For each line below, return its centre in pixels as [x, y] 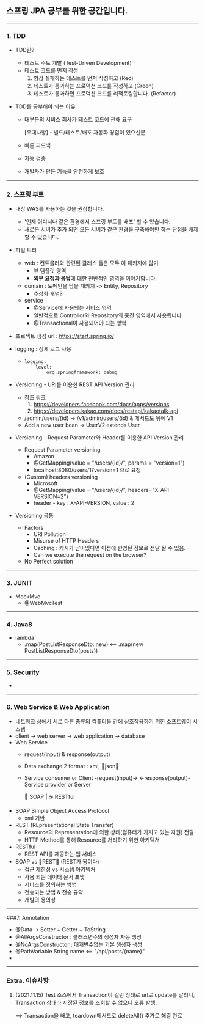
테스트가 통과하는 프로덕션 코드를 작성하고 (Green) [94, 86]
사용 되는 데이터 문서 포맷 [55, 876]
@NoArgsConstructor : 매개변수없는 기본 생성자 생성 [79, 944]
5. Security [23, 672]
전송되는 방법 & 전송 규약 [54, 892]
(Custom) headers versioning [61, 477]
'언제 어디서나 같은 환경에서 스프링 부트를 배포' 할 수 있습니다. [97, 222]
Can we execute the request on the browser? [90, 555]
